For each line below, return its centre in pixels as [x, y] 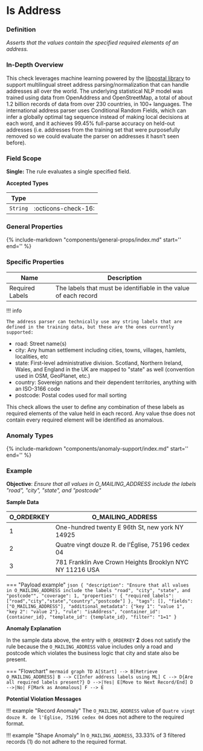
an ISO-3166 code [37, 388]
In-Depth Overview [35, 65]
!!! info [14, 311]
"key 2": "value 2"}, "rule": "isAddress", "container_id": [84, 612]
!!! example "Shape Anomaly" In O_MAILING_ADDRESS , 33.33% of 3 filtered [96, 735]
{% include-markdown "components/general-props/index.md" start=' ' [94, 240]
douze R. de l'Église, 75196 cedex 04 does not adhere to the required [95, 717]
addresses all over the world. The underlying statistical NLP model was [95, 91]
